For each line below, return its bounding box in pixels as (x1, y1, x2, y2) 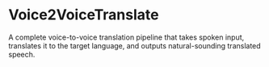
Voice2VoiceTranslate (8, 6, 159, 24)
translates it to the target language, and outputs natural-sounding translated (8, 40, 261, 50)
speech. (8, 49, 36, 59)
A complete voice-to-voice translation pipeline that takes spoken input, (8, 32, 245, 42)
